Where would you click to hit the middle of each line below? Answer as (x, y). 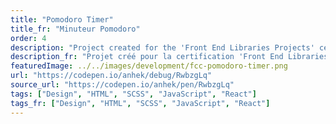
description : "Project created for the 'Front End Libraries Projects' (162, 47)
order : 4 (28, 38)
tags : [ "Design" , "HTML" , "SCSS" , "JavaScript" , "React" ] (133, 94)
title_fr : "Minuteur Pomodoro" (75, 29)
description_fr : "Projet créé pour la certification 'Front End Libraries (169, 57)
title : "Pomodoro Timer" (62, 19)
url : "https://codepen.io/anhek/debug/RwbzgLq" (111, 76)
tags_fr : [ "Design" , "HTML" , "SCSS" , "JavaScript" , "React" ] (140, 103)
